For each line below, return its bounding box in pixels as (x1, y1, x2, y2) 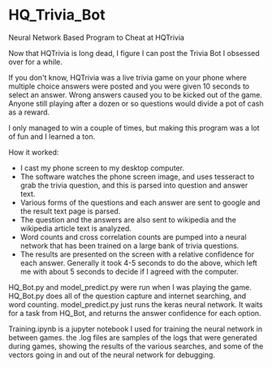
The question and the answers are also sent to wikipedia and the (19, 214, 237, 224)
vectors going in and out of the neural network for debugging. (8, 349, 215, 359)
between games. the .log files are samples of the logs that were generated (8, 332, 257, 342)
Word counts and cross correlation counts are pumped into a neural (19, 232, 247, 241)
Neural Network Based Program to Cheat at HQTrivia (8, 32, 185, 42)
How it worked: (8, 147, 59, 157)
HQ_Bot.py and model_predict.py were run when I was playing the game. (8, 282, 252, 292)
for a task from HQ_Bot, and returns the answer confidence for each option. (8, 308, 261, 318)
